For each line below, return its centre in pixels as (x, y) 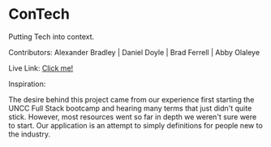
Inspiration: (27, 84)
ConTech (39, 14)
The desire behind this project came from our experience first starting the (131, 99)
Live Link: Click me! (41, 68)
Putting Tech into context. (52, 37)
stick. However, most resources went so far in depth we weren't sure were (133, 117)
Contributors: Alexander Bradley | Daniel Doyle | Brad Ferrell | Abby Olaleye (134, 52)
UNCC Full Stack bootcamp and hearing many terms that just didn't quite (130, 108)
